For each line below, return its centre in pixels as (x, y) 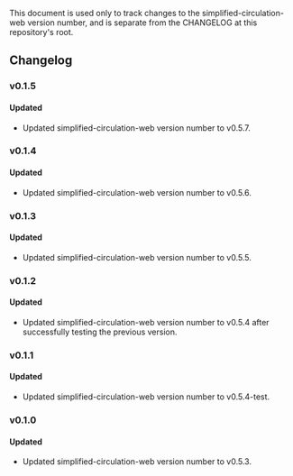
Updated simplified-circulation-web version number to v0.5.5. (137, 257)
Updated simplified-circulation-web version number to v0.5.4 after (146, 322)
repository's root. (41, 32)
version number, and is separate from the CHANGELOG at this (142, 23)
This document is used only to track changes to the (105, 13)
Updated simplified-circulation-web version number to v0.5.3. (137, 462)
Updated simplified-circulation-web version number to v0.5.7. (136, 128)
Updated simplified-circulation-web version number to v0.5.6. (137, 192)
